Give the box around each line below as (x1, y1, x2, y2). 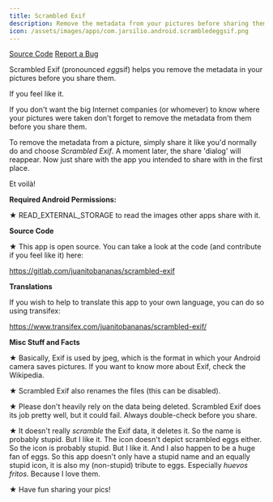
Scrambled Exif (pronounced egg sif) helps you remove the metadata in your (9, 65, 262, 74)
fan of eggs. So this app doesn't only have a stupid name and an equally (9, 452, 250, 462)
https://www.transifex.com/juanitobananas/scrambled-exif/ (9, 321, 207, 332)
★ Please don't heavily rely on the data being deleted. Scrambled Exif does (9, 402, 262, 411)
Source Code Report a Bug (9, 49, 99, 59)
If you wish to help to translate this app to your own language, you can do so (9, 297, 265, 308)
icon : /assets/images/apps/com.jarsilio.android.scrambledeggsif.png (9, 27, 250, 35)
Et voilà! (9, 179, 36, 189)
